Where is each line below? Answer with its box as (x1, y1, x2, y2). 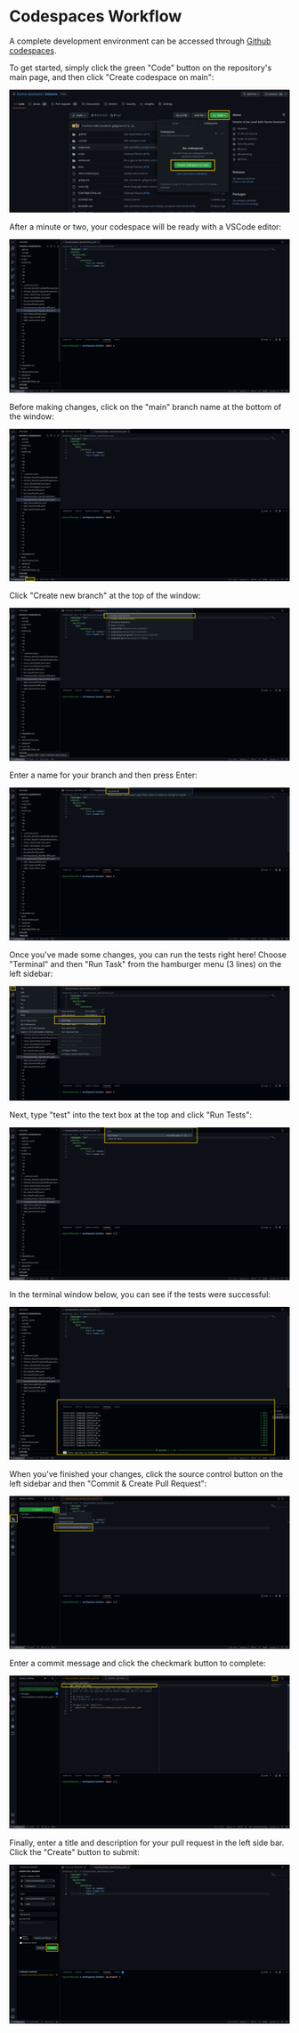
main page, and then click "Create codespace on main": (9, 71, 214, 82)
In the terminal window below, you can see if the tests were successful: (9, 1289, 271, 1300)
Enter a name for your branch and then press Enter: (9, 770, 198, 780)
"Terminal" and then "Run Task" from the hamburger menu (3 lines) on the (9, 958, 282, 969)
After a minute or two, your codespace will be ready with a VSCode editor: (9, 222, 282, 232)
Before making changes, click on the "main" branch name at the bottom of (9, 401, 282, 412)
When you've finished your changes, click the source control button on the (9, 1468, 283, 1479)
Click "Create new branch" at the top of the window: (9, 590, 201, 601)
